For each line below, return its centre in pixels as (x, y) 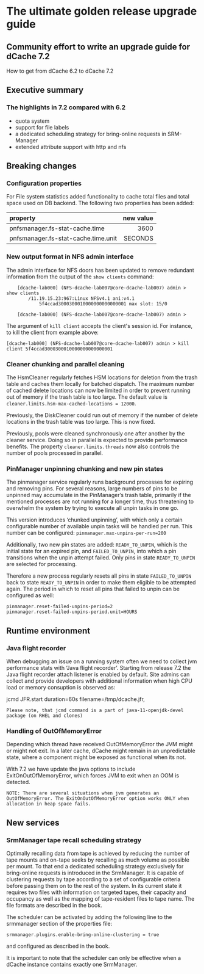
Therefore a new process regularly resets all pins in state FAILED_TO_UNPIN (99, 576)
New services (33, 823)
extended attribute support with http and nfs (71, 147)
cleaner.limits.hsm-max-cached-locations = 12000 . (71, 403)
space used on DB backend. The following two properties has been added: (100, 203)
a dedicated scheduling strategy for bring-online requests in (90, 134)
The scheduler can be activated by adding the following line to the (89, 917)
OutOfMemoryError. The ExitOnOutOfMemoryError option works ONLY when (98, 799)
